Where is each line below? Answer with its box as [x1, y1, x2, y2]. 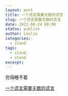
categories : [5, 36, 31, 41]
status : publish [5, 27, 40, 32]
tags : [5, 45, 17, 51]
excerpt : [5, 60, 24, 65]
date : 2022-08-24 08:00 [5, 21, 56, 27]
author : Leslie [5, 31, 38, 36]
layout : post [5, 7, 33, 13]
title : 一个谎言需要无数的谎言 [5, 12, 63, 17]
